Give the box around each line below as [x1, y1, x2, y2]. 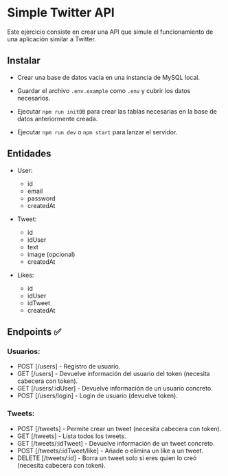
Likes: [16, 271, 34, 279]
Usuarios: [7, 346, 41, 356]
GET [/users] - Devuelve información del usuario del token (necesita [16, 370, 211, 378]
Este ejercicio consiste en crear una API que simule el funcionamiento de [7, 28, 214, 36]
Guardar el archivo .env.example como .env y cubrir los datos [16, 86, 191, 94]
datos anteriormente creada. [16, 114, 98, 123]
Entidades [7, 148, 52, 160]
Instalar [7, 55, 41, 67]
